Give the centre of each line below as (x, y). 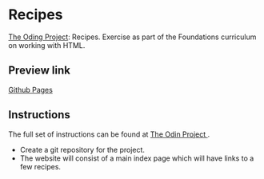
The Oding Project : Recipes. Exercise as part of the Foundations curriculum (132, 37)
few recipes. (40, 166)
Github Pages (31, 89)
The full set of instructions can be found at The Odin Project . (109, 134)
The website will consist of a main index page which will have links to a (137, 158)
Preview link (39, 71)
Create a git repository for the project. (82, 149)
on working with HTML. (47, 45)
